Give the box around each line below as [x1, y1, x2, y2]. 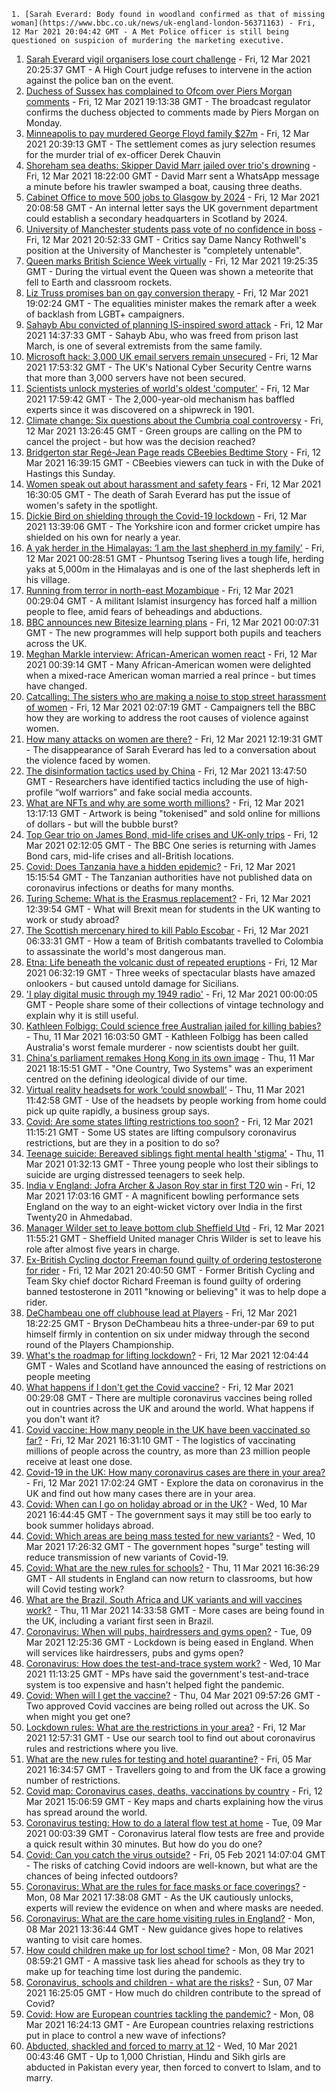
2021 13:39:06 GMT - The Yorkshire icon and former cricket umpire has [25, 521, 321, 532]
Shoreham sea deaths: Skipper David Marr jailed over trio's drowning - [25, 160, 317, 171]
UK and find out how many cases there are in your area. [25, 1488, 256, 1499]
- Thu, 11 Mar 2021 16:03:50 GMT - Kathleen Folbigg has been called [25, 1031, 309, 1042]
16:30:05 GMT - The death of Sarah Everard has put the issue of [25, 489, 291, 500]
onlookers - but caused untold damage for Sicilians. [25, 978, 239, 989]
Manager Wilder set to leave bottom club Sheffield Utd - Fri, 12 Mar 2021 [25, 1222, 325, 1234]
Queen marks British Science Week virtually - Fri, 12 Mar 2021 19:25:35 [25, 255, 319, 267]
